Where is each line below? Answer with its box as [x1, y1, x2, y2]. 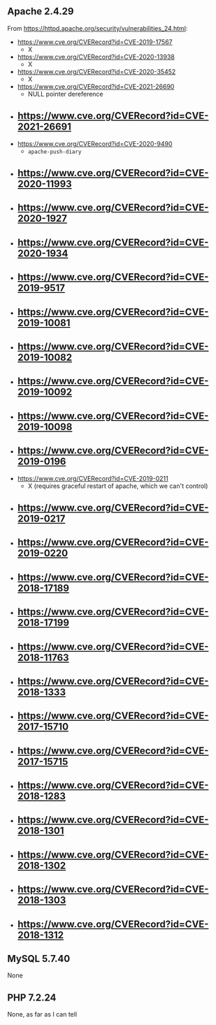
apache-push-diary [27, 148, 82, 155]
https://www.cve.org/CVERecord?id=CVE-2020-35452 [17, 67, 176, 76]
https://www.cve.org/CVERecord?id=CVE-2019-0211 [17, 474, 169, 482]
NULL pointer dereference [27, 89, 103, 98]
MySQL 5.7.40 [7, 953, 71, 965]
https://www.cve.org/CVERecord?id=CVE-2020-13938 [17, 52, 175, 61]
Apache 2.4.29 [7, 6, 74, 17]
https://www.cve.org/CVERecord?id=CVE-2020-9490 [17, 139, 173, 148]
